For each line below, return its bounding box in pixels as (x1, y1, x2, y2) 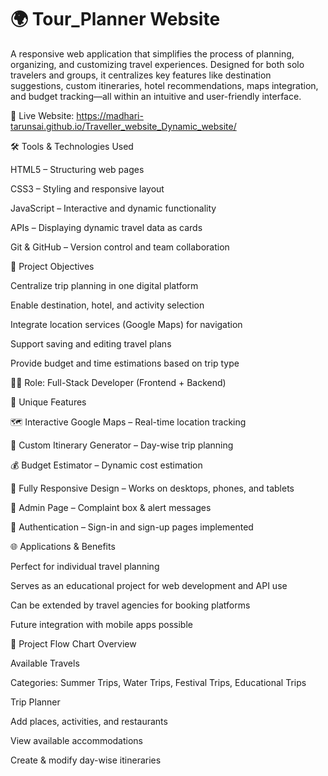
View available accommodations (10, 734, 144, 746)
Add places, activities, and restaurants (10, 715, 168, 727)
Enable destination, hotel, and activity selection (10, 299, 205, 311)
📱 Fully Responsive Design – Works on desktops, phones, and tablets (10, 482, 295, 494)
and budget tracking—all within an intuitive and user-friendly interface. (10, 90, 302, 102)
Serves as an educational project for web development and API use (10, 579, 288, 591)
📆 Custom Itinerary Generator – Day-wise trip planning (10, 439, 234, 451)
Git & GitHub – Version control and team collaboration (10, 241, 230, 253)
